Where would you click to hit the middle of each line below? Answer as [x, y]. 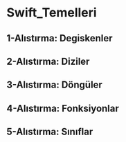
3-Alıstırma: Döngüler [55, 85]
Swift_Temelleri [52, 13]
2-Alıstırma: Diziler [48, 61]
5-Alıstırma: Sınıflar [50, 132]
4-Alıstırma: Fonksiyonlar [63, 108]
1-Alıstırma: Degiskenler [60, 38]
